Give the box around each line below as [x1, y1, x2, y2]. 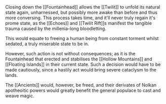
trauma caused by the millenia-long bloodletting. [5, 25, 106, 31]
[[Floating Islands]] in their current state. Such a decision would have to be [5, 61, 161, 67]
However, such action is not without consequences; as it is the [5, 51, 136, 56]
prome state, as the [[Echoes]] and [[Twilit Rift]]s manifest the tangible [5, 20, 152, 26]
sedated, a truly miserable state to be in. [5, 41, 90, 47]
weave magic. [5, 93, 34, 98]
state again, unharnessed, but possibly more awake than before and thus [5, 10, 158, 15]
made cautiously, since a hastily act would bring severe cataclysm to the [5, 67, 157, 73]
